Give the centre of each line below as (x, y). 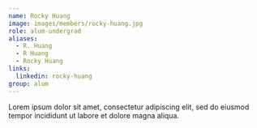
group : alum (28, 83)
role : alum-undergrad (45, 31)
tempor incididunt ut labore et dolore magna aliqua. (94, 115)
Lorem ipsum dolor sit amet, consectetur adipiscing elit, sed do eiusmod (129, 107)
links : (19, 69)
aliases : (23, 38)
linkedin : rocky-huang (54, 76)
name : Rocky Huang (39, 16)
